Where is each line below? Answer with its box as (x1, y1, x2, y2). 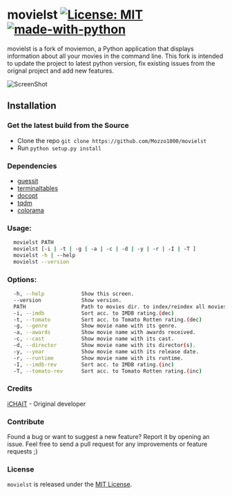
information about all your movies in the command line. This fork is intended (7, 52, 224, 60)
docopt (17, 191, 38, 200)
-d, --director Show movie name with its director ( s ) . (13, 342, 196, 349)
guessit (17, 176, 39, 185)
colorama (17, 206, 45, 214)
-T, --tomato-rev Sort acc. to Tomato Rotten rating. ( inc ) (13, 367, 202, 375)
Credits (7, 384, 32, 393)
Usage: (7, 223, 32, 233)
